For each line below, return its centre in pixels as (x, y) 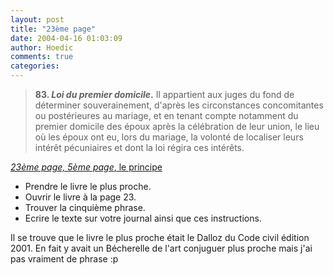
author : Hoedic (42, 47)
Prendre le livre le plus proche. (88, 186)
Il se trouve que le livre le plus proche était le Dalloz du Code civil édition (160, 237)
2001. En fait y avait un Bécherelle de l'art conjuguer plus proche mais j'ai (161, 248)
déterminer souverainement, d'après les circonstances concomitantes (179, 105)
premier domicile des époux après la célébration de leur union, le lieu (177, 126)
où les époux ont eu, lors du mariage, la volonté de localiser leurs (169, 137)
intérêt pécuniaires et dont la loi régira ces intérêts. (139, 147)
